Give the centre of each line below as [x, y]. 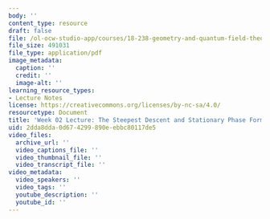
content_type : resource [48, 23]
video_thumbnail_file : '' [59, 157]
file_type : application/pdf [55, 53]
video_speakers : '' [48, 180]
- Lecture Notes [35, 98]
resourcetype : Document [48, 113]
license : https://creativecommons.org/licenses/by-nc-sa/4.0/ [115, 105]
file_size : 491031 [39, 46]
